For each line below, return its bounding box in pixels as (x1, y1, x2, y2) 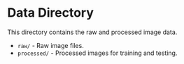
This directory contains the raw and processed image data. (7, 28, 178, 36)
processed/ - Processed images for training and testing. (17, 49, 178, 57)
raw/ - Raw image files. (17, 41, 84, 49)
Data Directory (7, 5, 94, 21)
